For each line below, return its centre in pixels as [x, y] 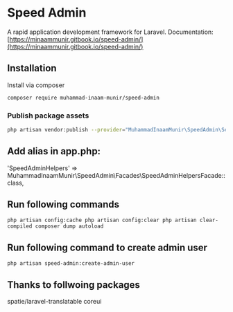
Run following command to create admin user [107, 247]
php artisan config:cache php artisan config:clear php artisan [102, 220]
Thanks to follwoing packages [74, 285]
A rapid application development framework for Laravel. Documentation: [110, 32]
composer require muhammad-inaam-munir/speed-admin [83, 98]
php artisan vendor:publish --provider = [67, 129]
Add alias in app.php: [54, 151]
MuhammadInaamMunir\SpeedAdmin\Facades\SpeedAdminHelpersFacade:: [116, 175]
